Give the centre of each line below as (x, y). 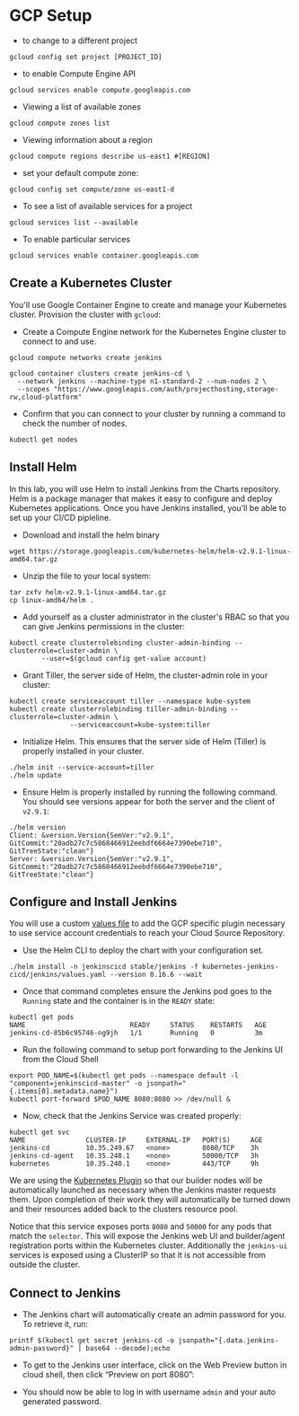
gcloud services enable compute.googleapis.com (100, 90)
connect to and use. (59, 341)
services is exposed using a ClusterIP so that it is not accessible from (138, 1255)
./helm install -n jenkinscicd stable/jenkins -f (104, 967)
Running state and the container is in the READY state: (119, 1001)
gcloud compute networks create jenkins (86, 357)
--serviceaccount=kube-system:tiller (140, 725)
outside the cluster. (45, 1265)
